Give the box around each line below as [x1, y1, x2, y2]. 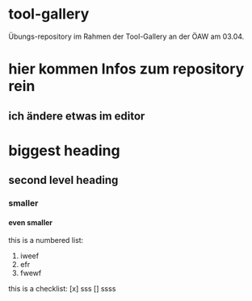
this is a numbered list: [8, 236, 84, 245]
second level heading [8, 173, 119, 187]
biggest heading [8, 141, 120, 160]
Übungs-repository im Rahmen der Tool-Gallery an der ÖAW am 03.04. [8, 31, 245, 41]
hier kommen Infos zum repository [8, 60, 245, 78]
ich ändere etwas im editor [8, 109, 145, 123]
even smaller [8, 217, 52, 227]
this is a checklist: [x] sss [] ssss [8, 284, 116, 294]
